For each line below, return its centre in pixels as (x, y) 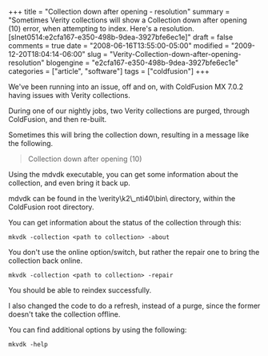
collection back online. (46, 261)
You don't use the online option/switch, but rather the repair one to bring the (134, 252)
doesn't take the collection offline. (64, 314)
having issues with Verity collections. (69, 95)
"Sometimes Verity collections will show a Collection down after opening (128, 20)
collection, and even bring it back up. (69, 183)
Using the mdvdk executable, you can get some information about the (123, 174)
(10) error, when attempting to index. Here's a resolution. (101, 28)
